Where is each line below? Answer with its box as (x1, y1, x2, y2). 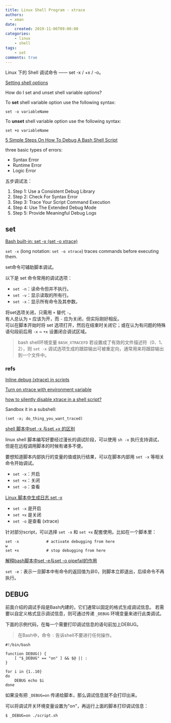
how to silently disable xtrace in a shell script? (5, 396, 102, 403)
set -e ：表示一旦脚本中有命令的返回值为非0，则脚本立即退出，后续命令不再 (5, 569, 164, 575)
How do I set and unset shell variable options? (5, 90, 102, 96)
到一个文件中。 (17, 352, 49, 358)
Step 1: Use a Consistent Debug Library (12, 188, 95, 194)
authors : (5, 12, 24, 17)
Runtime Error (12, 162, 42, 168)
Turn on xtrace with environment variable (5, 386, 92, 393)
